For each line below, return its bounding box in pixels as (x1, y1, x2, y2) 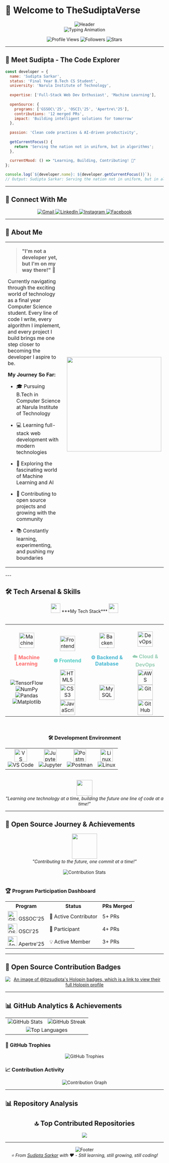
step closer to (8, 340, 40, 347)
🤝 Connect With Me (5, 195, 67, 204)
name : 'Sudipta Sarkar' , (10, 74, 62, 79)
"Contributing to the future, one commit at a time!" (32, 858, 137, 864)
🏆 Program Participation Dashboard (5, 888, 96, 895)
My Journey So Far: (8, 371, 56, 378)
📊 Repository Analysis (5, 1099, 78, 1108)
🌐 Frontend (53, 657, 81, 664)
